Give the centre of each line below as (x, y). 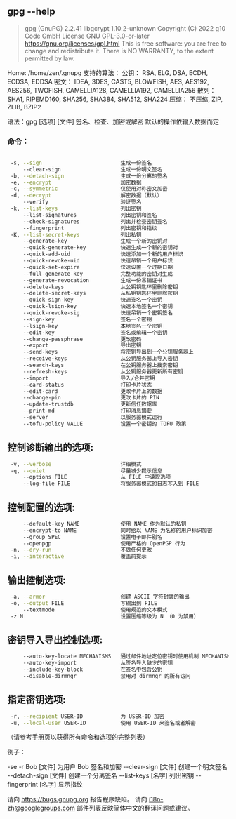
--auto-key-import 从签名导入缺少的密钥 (98, 663)
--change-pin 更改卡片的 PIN (91, 398)
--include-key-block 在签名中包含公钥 (93, 670)
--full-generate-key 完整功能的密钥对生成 (98, 274)
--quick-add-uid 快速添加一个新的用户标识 (103, 254)
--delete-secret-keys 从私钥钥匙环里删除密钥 (100, 293)
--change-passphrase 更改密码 (82, 339)
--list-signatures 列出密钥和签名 (90, 215)
